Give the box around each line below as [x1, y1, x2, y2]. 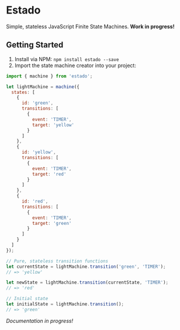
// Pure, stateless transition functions [6, 258, 109, 264]
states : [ [11, 89, 35, 95]
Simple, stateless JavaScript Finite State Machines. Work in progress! [6, 23, 175, 30]
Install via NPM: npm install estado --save [14, 55, 119, 62]
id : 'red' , [21, 198, 49, 204]
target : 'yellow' [32, 122, 75, 128]
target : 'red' [32, 171, 67, 177]
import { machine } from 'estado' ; [6, 73, 93, 79]
